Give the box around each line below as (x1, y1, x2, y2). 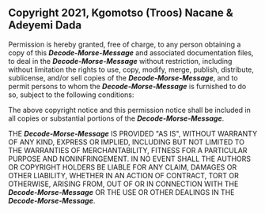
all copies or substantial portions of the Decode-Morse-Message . (8, 114, 225, 123)
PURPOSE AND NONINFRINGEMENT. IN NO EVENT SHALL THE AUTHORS (8, 154, 252, 163)
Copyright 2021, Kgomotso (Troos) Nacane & (8, 6, 233, 20)
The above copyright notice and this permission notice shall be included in (8, 105, 251, 114)
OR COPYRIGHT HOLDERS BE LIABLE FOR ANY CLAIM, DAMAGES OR (8, 162, 237, 172)
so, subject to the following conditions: (8, 90, 134, 99)
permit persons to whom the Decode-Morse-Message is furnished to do (8, 81, 247, 91)
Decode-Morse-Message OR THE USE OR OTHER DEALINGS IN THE (8, 187, 235, 196)
